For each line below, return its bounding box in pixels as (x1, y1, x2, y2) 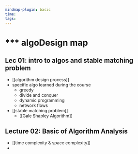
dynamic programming (19, 98, 65, 103)
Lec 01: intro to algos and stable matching (5, 56, 134, 65)
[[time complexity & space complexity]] (12, 140, 91, 146)
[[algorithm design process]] (12, 77, 69, 83)
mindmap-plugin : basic (5, 7, 51, 12)
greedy (19, 87, 34, 93)
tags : (5, 16, 16, 21)
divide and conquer (19, 92, 59, 98)
